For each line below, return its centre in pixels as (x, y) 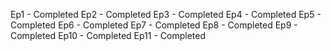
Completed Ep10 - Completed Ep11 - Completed (108, 35)
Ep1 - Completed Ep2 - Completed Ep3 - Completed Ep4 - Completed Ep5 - (166, 14)
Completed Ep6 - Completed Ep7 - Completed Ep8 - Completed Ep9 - (154, 25)
